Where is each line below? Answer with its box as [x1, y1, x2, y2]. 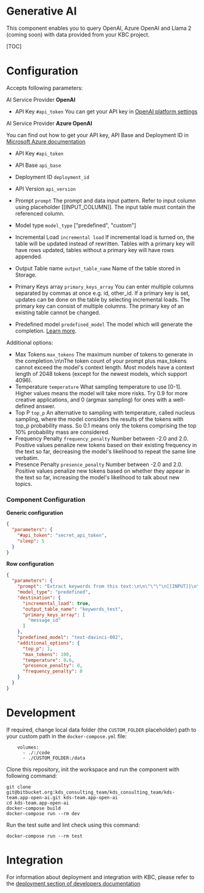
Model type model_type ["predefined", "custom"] [15, 221, 137, 229]
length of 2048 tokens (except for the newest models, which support [15, 370, 188, 377]
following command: [6, 772, 58, 779]
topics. [15, 480, 33, 487]
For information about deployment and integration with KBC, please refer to [6, 873, 195, 881]
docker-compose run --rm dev [6, 810, 80, 817]
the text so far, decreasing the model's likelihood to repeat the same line [15, 448, 196, 455]
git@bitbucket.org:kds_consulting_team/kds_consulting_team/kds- [6, 789, 175, 796]
